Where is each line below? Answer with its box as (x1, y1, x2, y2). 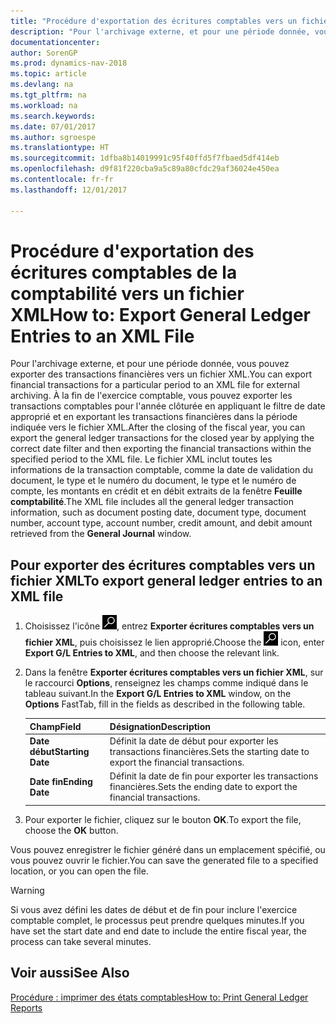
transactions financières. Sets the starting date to (109, 746, 310, 757)
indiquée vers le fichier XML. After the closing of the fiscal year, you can (10, 421, 306, 434)
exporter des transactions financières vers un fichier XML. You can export (10, 368, 312, 380)
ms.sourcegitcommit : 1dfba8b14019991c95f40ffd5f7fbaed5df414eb (10, 153, 280, 164)
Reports (10, 1001, 43, 1014)
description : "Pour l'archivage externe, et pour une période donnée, (10, 26, 311, 37)
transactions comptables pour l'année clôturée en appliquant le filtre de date (10, 400, 326, 412)
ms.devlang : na (10, 80, 74, 90)
